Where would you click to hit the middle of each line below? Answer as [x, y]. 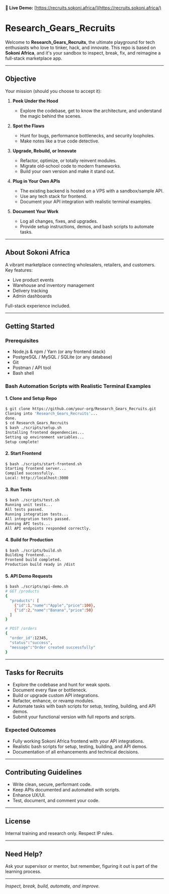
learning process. [23, 872]
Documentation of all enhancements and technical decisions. [76, 752]
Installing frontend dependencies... [45, 432]
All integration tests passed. [38, 519]
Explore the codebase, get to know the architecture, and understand [91, 111]
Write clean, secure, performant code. [52, 784]
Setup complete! [22, 442]
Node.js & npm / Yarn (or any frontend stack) [59, 352]
